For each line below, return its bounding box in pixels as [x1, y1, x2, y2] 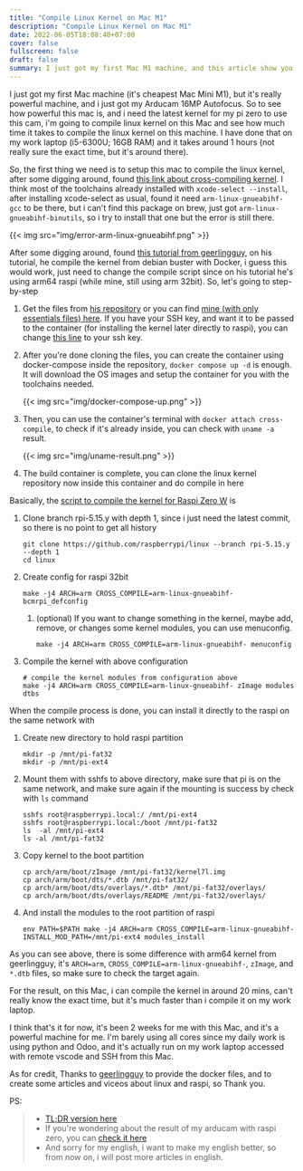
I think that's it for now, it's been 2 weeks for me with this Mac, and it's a [9, 1022, 279, 1032]
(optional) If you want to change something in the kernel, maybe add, [35, 612, 294, 623]
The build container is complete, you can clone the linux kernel [22, 467, 257, 478]
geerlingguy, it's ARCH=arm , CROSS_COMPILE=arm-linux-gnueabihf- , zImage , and [9, 957, 294, 969]
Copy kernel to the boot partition [22, 849, 145, 860]
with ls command [22, 792, 89, 803]
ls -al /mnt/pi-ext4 [22, 826, 104, 835]
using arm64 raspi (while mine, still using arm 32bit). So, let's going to [9, 275, 270, 286]
